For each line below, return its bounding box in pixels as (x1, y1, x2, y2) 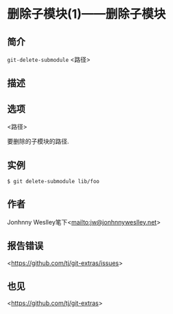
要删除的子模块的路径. (7, 137, 70, 145)
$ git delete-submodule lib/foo (7, 178, 100, 185)
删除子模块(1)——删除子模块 (7, 6, 166, 22)
